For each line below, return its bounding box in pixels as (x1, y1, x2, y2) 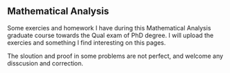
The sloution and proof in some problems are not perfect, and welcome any (7, 52, 224, 60)
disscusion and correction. (7, 59, 83, 67)
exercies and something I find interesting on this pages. (7, 38, 166, 47)
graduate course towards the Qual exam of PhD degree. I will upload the (7, 31, 214, 39)
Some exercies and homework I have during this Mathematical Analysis (7, 23, 211, 32)
